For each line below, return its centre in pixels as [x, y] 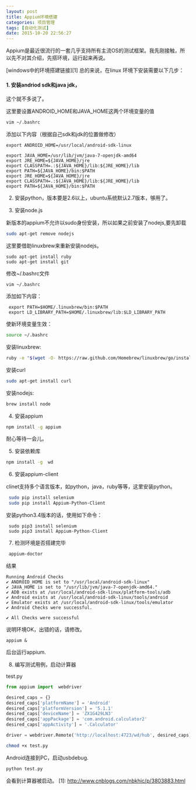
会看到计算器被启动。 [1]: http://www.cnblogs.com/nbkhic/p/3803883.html [96, 781]
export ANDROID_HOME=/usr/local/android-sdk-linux [69, 146]
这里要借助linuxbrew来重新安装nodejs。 [54, 246]
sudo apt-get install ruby [39, 257]
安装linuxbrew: [24, 347]
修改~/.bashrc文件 [28, 274]
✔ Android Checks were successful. [49, 608]
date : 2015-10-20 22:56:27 [39, 33]
